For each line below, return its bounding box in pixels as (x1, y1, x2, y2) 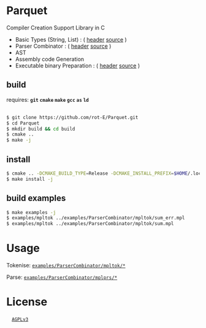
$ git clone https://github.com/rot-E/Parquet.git (6, 114, 139, 120)
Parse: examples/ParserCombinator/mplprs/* (6, 273, 118, 281)
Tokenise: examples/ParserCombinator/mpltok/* (6, 262, 126, 269)
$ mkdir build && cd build (6, 126, 75, 132)
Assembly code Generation (15, 55, 85, 63)
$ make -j (6, 137, 32, 143)
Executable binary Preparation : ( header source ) (15, 62, 140, 69)
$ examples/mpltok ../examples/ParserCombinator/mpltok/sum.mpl (6, 221, 174, 227)
